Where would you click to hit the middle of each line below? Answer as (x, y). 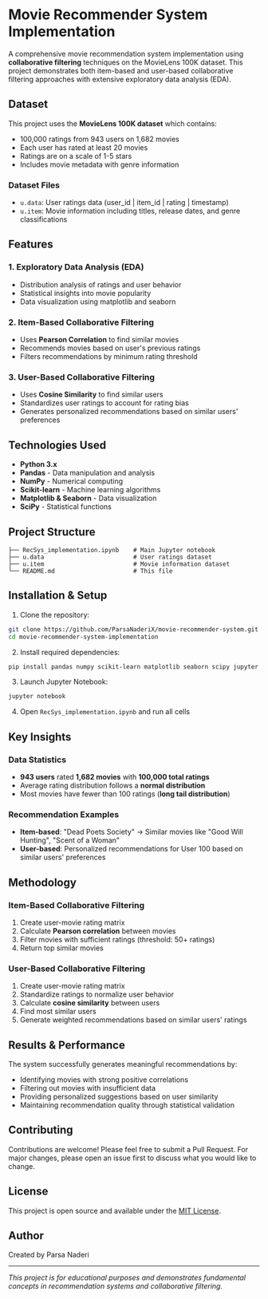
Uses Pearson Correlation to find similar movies (99, 340)
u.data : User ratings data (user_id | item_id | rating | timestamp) (124, 203)
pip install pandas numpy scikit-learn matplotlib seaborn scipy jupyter (134, 667)
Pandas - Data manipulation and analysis (87, 473)
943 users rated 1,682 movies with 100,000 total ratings (114, 776)
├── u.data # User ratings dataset (110, 557)
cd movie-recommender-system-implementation (83, 637)
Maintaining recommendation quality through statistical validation (127, 1105)
